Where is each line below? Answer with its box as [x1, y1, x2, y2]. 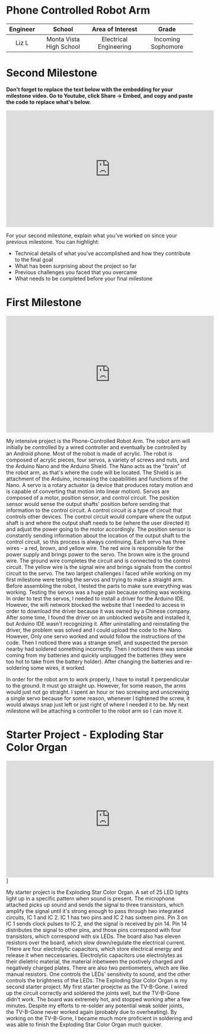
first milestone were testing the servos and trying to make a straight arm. [6, 576, 184, 583]
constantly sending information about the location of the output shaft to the [6, 532, 190, 539]
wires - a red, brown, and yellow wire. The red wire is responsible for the [6, 544, 184, 552]
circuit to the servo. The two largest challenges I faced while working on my [6, 570, 192, 577]
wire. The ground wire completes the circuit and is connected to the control [6, 557, 191, 564]
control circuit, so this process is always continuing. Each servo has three [6, 538, 186, 545]
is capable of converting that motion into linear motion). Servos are [6, 488, 170, 495]
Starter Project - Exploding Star [6, 728, 164, 742]
